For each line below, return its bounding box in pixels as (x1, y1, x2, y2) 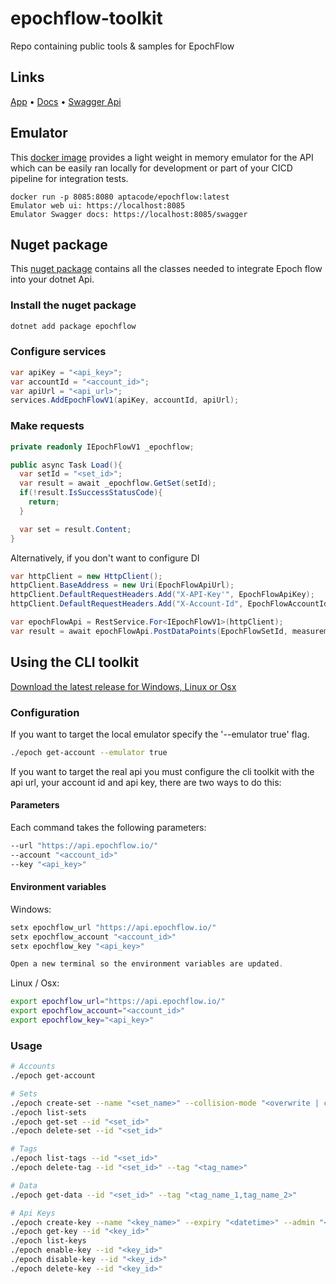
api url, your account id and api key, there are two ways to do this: (10, 776, 282, 788)
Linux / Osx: (10, 977, 60, 989)
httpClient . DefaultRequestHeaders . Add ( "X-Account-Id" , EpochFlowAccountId (10, 599, 329, 609)
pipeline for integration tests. (10, 172, 129, 184)
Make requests (10, 419, 85, 433)
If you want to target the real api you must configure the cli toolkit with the (10, 765, 315, 777)
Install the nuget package (10, 298, 137, 312)
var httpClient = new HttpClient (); (10, 571, 163, 581)
